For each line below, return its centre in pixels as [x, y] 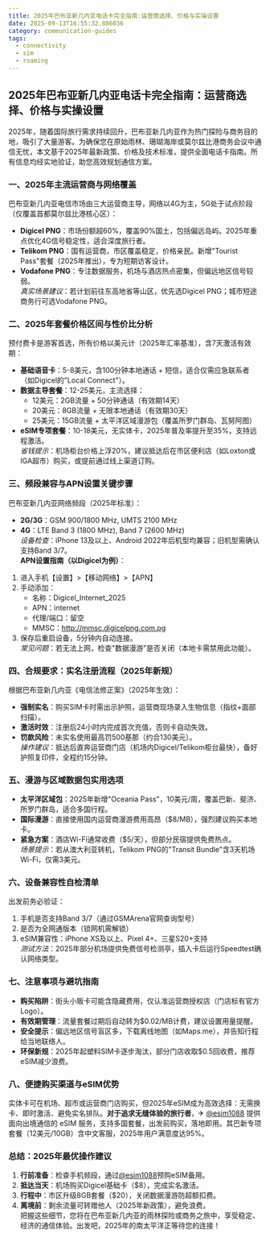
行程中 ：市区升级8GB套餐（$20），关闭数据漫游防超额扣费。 [120, 1195]
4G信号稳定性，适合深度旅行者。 [96, 240]
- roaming [32, 61]
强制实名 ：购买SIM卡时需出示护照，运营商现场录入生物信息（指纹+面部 [138, 706]
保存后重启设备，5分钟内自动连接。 [79, 638]
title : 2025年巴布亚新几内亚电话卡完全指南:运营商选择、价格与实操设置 [114, 16]
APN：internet [56, 607]
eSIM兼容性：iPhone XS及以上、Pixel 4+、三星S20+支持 [114, 938]
